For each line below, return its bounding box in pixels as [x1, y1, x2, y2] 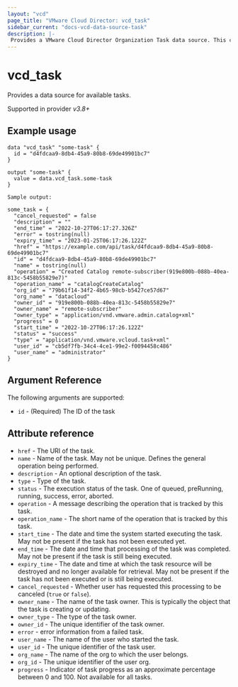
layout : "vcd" [7, 10, 50, 18]
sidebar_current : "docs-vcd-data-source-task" [7, 23, 147, 31]
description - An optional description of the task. [17, 469, 161, 478]
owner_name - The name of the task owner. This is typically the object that [17, 597, 231, 605]
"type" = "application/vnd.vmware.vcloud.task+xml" [13, 336, 170, 343]
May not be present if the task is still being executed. [17, 551, 172, 561]
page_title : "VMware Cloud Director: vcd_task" [7, 17, 151, 24]
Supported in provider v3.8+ [7, 104, 90, 114]
